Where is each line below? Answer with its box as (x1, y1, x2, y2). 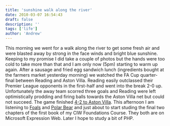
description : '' (5, 21, 40, 27)
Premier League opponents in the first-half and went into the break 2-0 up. (5, 83, 163, 89)
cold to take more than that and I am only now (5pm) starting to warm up (5, 61, 158, 67)
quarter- (140, 72, 158, 78)
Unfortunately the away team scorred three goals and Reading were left (5, 88, 156, 94)
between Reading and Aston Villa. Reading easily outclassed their (15, 77, 153, 83)
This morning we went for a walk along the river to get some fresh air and (5, 45, 160, 51)
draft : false (5, 17, 33, 22)
